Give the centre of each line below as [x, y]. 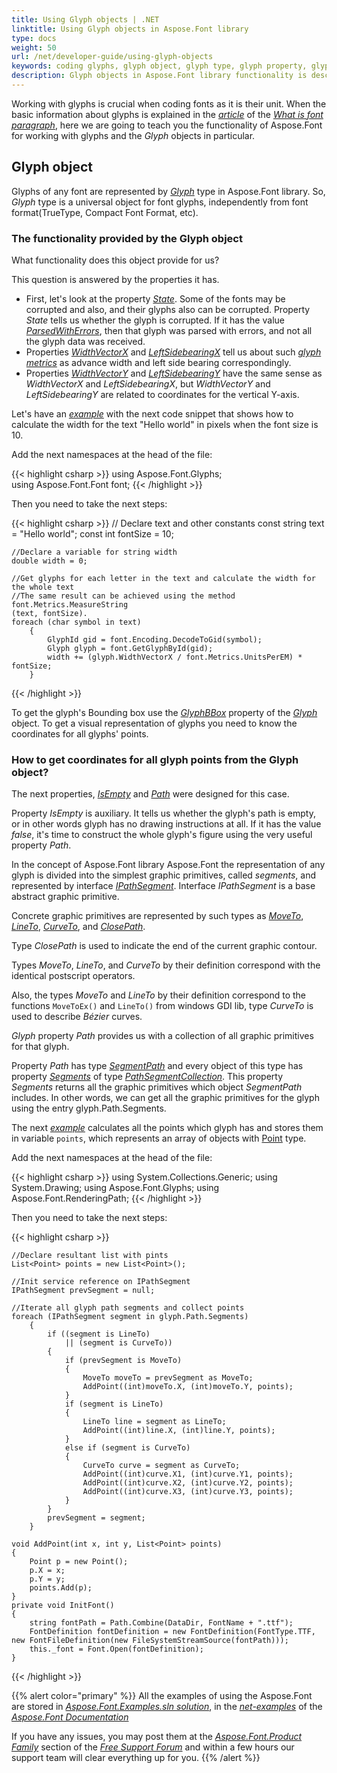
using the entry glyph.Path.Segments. [89, 1108]
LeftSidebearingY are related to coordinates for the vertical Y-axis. [162, 394]
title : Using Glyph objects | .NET [85, 19]
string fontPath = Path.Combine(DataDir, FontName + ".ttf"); [161, 1623]
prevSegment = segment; [96, 1518]
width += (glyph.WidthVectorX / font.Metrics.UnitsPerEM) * [175, 657]
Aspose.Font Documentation [70, 1717]
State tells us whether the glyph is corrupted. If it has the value [155, 320]
